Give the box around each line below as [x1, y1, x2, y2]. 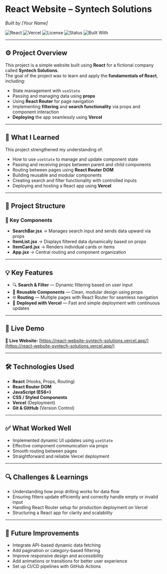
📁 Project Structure [5, 201, 66, 210]
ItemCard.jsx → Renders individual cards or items [12, 244, 115, 250]
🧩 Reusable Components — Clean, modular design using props [12, 289, 143, 295]
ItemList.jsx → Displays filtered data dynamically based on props [12, 238, 147, 245]
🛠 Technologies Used [5, 363, 75, 371]
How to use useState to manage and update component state [12, 156, 138, 162]
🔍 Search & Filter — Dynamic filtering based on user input [12, 282, 133, 288]
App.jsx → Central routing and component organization [12, 249, 127, 255]
